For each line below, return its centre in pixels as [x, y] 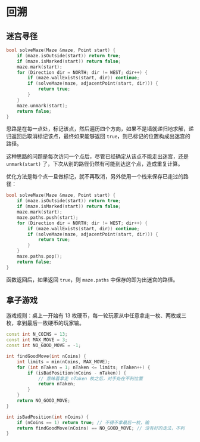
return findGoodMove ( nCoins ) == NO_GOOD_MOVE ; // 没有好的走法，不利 [101, 428]
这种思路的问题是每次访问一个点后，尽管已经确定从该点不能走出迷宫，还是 [97, 156]
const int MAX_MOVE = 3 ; [37, 340]
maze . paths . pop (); [40, 256]
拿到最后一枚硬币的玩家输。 [50, 323]
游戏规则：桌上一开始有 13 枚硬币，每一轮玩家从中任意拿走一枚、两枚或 [94, 316]
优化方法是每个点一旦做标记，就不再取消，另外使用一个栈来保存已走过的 [95, 177]
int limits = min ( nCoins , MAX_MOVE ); [64, 361]
